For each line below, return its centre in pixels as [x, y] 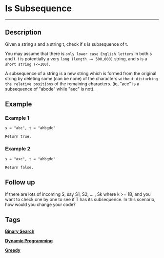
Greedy [13, 250]
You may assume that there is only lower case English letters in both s [79, 54]
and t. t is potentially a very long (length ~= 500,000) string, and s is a [76, 58]
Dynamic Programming [29, 241]
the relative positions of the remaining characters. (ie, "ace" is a [72, 84]
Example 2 [18, 149]
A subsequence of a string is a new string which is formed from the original [81, 73]
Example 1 [17, 118]
